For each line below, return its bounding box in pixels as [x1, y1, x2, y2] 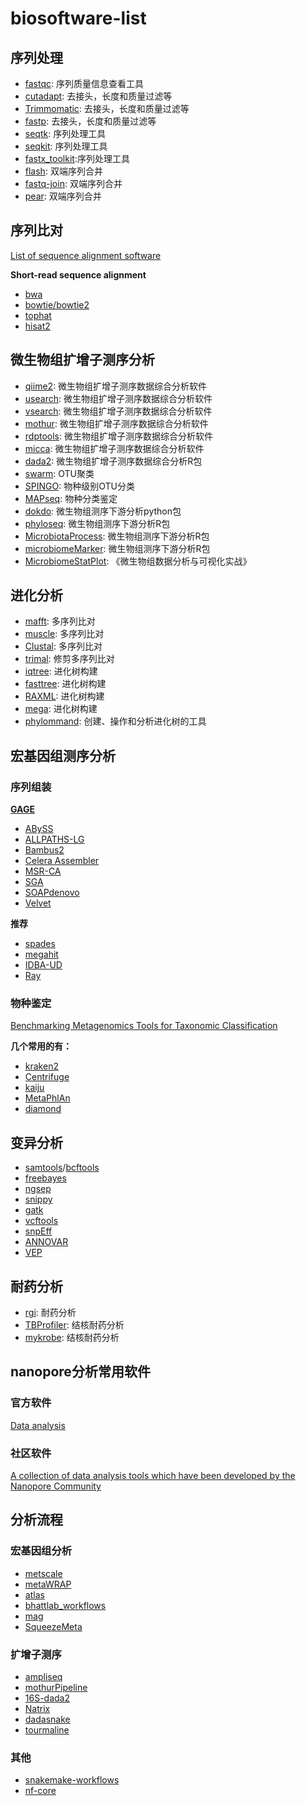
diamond [24, 1103, 62, 1115]
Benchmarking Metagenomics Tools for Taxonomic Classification [10, 1020, 278, 1032]
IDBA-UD [24, 959, 63, 971]
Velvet [24, 897, 52, 909]
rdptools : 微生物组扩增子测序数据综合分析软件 [24, 430, 213, 442]
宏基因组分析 [10, 1544, 73, 1558]
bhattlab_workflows [24, 1599, 107, 1611]
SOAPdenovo [24, 887, 80, 899]
